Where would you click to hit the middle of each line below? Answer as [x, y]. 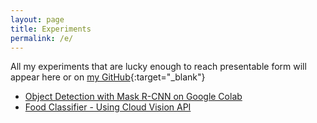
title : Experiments [51, 29]
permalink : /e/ [42, 38]
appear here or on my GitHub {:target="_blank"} [108, 77]
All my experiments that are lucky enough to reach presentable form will [158, 67]
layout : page [37, 19]
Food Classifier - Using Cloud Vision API [108, 107]
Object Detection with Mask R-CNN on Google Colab [133, 97]
